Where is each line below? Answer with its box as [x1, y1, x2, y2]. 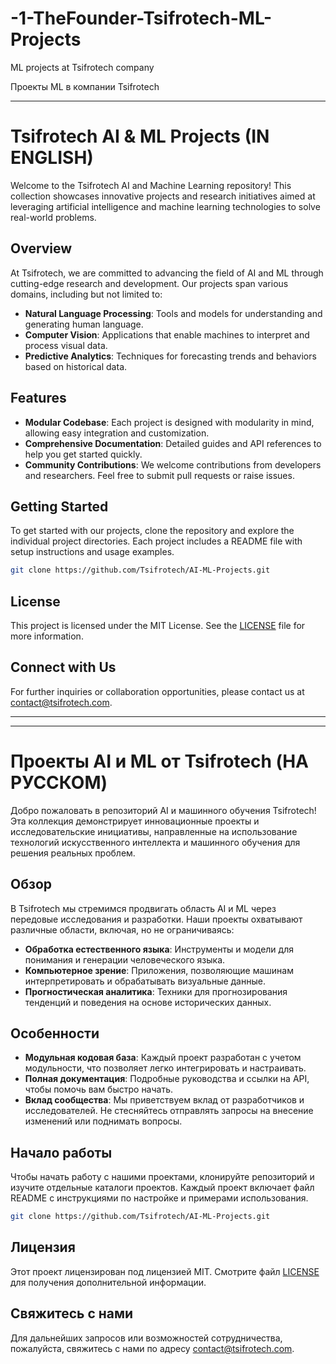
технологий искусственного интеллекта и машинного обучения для [10, 836, 301, 848]
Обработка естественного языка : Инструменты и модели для [24, 943, 294, 955]
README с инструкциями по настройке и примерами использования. [10, 1192, 309, 1204]
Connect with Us [10, 659, 117, 676]
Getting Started [10, 498, 109, 515]
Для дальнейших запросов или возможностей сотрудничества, [10, 1332, 283, 1344]
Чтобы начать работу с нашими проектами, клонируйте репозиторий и [10, 1171, 315, 1183]
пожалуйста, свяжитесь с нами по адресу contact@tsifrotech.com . [10, 1342, 295, 1354]
